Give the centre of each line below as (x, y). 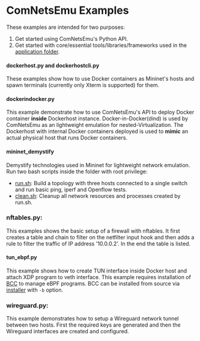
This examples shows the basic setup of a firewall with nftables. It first (93, 231)
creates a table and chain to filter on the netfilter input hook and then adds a (100, 237)
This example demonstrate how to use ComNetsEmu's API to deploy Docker (100, 112)
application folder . (37, 51)
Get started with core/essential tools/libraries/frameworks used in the (101, 45)
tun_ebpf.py (22, 257)
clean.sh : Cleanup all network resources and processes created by (98, 195)
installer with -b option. (35, 290)
